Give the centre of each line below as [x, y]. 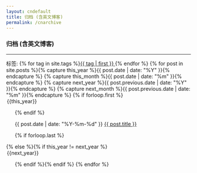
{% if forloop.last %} [39, 135]
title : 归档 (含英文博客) [35, 17]
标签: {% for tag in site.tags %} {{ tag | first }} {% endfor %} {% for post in [95, 63]
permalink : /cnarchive [34, 22]
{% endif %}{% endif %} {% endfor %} [62, 164]
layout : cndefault [28, 11]
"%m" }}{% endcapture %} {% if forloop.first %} [64, 95]
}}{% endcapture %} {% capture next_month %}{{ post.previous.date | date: [98, 89]
